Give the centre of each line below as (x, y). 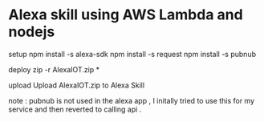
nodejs (32, 32)
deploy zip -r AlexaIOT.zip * (54, 69)
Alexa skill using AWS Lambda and (126, 15)
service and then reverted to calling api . (75, 109)
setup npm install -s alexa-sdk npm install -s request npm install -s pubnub (132, 54)
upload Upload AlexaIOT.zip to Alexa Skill (77, 85)
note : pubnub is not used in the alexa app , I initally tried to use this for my (132, 100)
